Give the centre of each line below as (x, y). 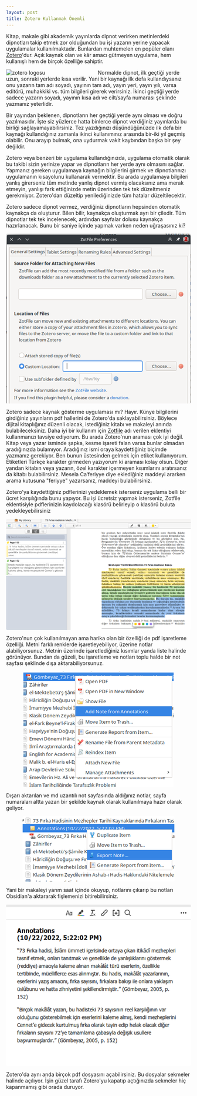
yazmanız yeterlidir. (30, 103)
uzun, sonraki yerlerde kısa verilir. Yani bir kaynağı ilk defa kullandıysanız (94, 79)
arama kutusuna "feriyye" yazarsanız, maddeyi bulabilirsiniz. (79, 481)
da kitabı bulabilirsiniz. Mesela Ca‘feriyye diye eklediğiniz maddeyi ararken (96, 475)
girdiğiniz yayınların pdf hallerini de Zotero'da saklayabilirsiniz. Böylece (92, 418)
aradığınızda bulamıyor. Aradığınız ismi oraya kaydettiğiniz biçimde (86, 449)
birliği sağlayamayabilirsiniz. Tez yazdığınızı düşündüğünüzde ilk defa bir (94, 128)
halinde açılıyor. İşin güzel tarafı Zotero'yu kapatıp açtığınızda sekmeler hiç (96, 1080)
